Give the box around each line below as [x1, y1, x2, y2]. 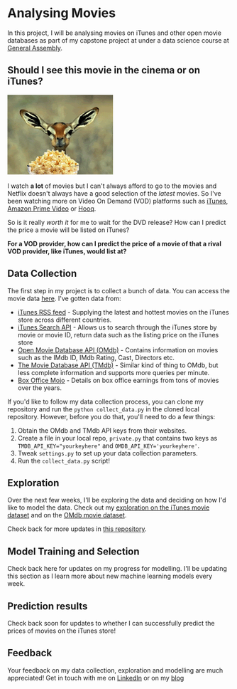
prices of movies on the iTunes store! [7, 626, 116, 635]
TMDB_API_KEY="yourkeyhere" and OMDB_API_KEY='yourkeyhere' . [17, 441, 200, 450]
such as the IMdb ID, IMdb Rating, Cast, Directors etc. [17, 353, 175, 362]
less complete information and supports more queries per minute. [17, 368, 210, 377]
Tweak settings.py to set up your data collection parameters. [17, 448, 198, 457]
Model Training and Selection [7, 545, 140, 557]
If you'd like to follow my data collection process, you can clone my [7, 397, 204, 406]
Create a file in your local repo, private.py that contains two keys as [17, 433, 218, 442]
